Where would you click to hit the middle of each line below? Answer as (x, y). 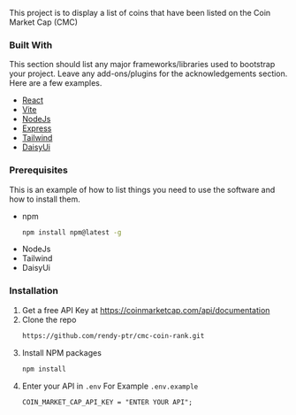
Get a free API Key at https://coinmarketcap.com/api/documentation (146, 310)
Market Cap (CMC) (43, 22)
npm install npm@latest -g (72, 232)
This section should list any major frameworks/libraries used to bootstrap (142, 65)
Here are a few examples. (56, 83)
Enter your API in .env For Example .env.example (110, 386)
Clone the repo (49, 319)
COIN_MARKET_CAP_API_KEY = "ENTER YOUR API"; (107, 402)
